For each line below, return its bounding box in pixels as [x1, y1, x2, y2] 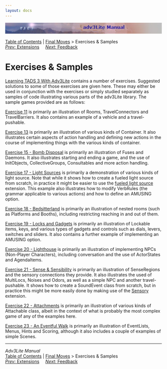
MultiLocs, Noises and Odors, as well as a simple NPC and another [5, 277, 142, 283]
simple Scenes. [5, 334, 37, 340]
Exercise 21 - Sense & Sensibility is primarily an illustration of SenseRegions [5, 267, 160, 273]
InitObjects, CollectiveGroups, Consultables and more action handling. [5, 160, 149, 166]
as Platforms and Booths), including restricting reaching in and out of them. [5, 211, 159, 217]
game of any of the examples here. [5, 313, 77, 319]
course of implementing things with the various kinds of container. [5, 140, 141, 146]
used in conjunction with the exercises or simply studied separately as [5, 89, 149, 95]
